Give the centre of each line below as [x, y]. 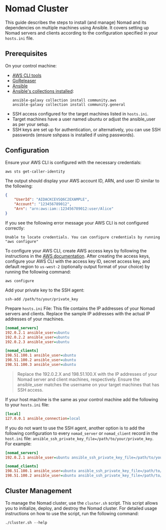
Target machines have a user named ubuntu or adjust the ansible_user [84, 119]
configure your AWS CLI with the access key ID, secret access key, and [78, 261]
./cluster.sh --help [26, 523]
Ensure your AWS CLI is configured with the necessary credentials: [73, 162]
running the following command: [38, 272]
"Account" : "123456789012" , [43, 204]
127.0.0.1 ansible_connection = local [43, 418]
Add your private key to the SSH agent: [45, 290]
